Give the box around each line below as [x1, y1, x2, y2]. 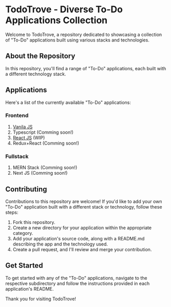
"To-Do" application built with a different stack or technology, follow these [5, 203, 163, 210]
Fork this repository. [12, 219, 55, 225]
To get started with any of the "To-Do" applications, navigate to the [5, 275, 147, 281]
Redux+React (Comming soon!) [12, 140, 80, 146]
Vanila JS [12, 124, 33, 130]
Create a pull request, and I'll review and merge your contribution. [12, 246, 152, 252]
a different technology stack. [5, 71, 66, 77]
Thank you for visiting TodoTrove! [5, 296, 76, 302]
